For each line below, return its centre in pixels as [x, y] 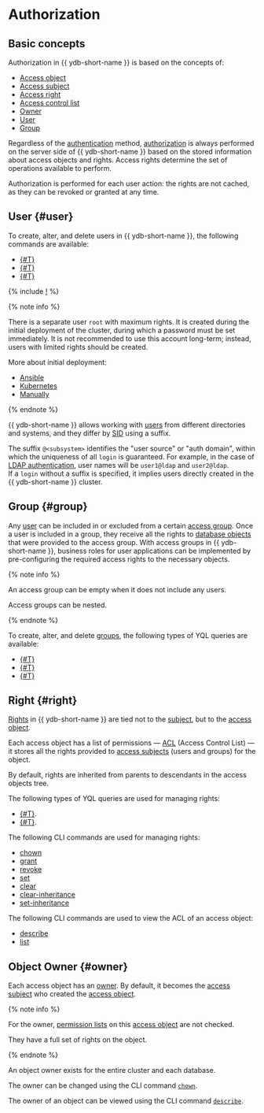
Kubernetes [38, 386]
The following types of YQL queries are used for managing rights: [114, 799]
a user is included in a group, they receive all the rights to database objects [130, 534]
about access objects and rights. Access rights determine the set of [118, 160]
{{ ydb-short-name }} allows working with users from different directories [127, 425]
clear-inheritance [48, 895]
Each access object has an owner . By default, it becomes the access [119, 985]
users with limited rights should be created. [78, 347]
